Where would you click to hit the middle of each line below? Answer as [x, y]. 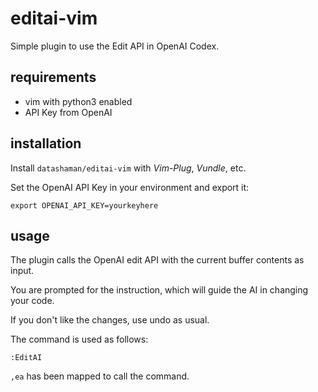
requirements [53, 77]
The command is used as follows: [79, 339]
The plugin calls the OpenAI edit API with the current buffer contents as [157, 260]
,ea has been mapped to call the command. [100, 376]
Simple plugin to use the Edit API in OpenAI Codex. [115, 46]
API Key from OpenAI [68, 112]
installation [46, 143]
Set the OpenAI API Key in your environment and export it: [130, 187]
